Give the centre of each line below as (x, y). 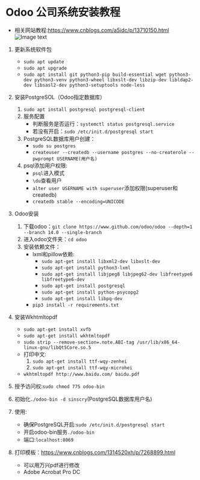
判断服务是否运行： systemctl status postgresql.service (103, 123)
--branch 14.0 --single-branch (63, 232)
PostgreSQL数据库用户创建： (59, 138)
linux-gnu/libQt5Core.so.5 (57, 347)
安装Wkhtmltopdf (36, 317)
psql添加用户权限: (45, 165)
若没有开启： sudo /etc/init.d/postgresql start (93, 131)
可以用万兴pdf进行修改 (51, 465)
